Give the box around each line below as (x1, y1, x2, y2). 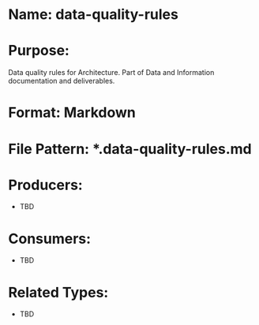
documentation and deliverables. (8, 77, 115, 86)
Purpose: (8, 42, 69, 60)
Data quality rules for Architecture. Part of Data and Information (8, 68, 215, 77)
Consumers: (8, 230, 92, 248)
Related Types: (8, 283, 109, 301)
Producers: (8, 176, 83, 194)
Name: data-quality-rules (8, 6, 179, 24)
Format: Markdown (8, 104, 136, 121)
